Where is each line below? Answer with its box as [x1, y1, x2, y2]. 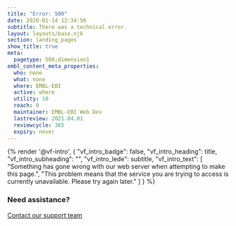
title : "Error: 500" [7, 10, 68, 18]
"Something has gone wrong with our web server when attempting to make [7, 163, 225, 171]
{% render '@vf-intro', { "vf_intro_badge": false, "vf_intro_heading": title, [7, 147, 218, 156]
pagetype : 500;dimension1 [13, 56, 90, 63]
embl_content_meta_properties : [7, 63, 99, 70]
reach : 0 [13, 102, 39, 109]
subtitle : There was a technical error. [7, 23, 128, 30]
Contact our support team [7, 211, 82, 219]
